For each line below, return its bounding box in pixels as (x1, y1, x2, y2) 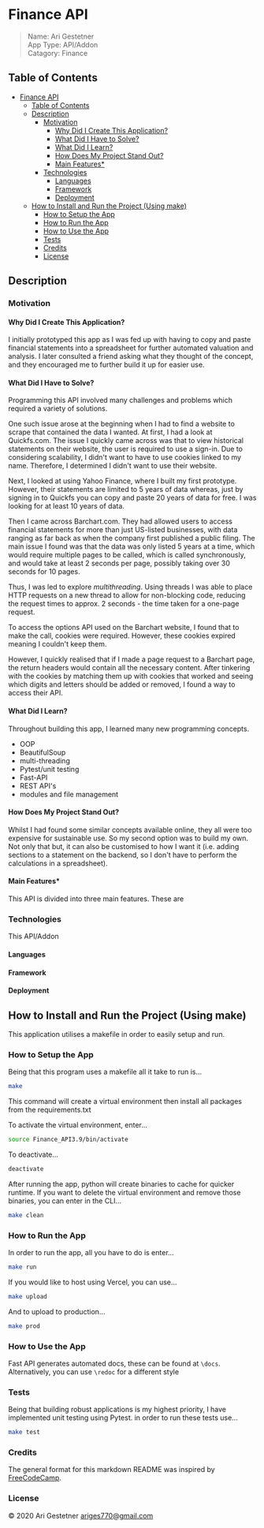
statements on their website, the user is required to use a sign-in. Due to (8, 444, 243, 454)
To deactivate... (8, 1150, 59, 1160)
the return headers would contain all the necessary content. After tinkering (8, 663, 251, 673)
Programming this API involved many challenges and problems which (8, 396, 233, 405)
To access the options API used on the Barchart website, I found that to (8, 623, 240, 632)
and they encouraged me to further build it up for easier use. (8, 360, 205, 370)
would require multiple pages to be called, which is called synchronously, (8, 550, 246, 560)
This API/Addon (8, 932, 59, 941)
